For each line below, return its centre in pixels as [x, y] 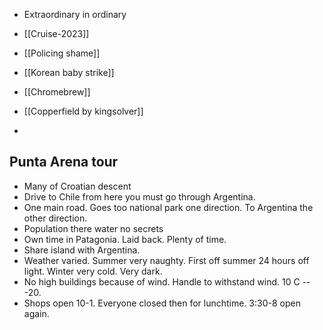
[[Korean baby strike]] [69, 72]
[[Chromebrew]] [57, 92]
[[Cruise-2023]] [56, 33]
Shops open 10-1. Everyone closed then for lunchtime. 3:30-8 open [162, 303]
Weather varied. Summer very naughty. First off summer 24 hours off [166, 260]
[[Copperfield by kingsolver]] [83, 111]
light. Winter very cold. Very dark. [93, 271]
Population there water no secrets [93, 228]
